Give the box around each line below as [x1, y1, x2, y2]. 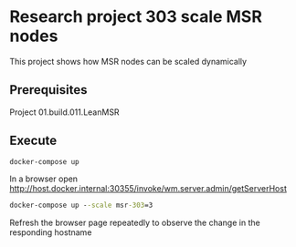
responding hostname [9, 227, 92, 238]
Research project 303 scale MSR [9, 6, 263, 27]
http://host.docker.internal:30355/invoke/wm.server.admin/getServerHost [9, 183, 288, 194]
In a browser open [9, 173, 79, 184]
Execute [9, 133, 58, 149]
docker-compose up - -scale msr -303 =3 [9, 201, 153, 211]
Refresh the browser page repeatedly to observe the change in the [9, 217, 260, 229]
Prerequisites [9, 82, 88, 98]
